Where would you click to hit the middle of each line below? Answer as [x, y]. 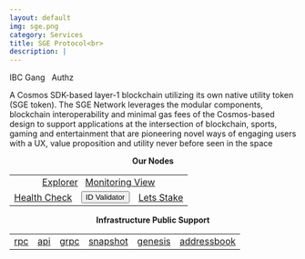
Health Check [43, 197]
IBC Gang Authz [42, 77]
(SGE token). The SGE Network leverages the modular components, [137, 105]
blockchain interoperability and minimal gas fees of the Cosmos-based [142, 115]
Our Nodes [153, 161]
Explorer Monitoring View [99, 183]
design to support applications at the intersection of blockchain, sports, [143, 125]
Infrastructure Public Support [153, 220]
